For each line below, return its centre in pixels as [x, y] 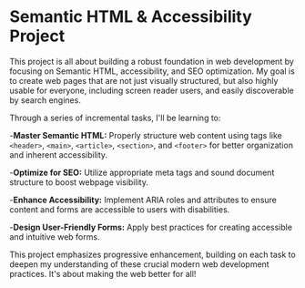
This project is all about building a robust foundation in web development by [152, 61]
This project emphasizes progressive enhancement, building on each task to [152, 254]
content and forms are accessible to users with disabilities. [120, 209]
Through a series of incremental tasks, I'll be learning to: [115, 118]
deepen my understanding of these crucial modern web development [140, 264]
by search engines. [46, 100]
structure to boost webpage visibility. [79, 182]
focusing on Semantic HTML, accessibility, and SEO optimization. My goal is [152, 71]
